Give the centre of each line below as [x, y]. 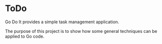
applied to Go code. [25, 36]
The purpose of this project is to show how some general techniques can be [81, 31]
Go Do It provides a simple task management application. [62, 22]
